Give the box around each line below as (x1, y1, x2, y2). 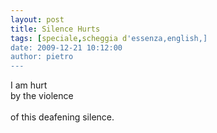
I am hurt (10, 79, 48, 91)
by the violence (10, 90, 74, 102)
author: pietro (10, 52, 74, 62)
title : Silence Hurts (10, 24, 101, 34)
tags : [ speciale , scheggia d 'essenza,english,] (10, 33, 208, 43)
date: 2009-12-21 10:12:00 (10, 42, 123, 53)
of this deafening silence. (10, 111, 115, 123)
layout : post (10, 14, 65, 25)
